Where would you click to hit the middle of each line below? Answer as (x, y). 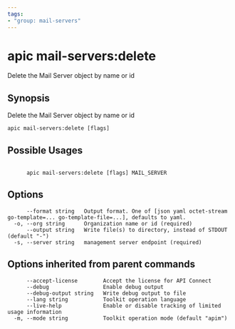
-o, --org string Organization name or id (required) (103, 223)
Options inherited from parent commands (101, 264)
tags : (15, 14)
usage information (35, 312)
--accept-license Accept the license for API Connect (119, 280)
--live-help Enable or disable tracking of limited (124, 305)
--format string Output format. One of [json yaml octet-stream (127, 211)
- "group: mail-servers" (44, 21)
